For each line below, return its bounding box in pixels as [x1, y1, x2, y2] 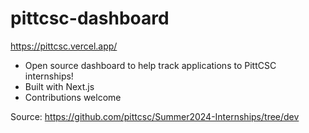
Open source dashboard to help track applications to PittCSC [24, 59, 277, 71]
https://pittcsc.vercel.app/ [10, 40, 118, 52]
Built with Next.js [24, 80, 95, 92]
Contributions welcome [24, 91, 122, 103]
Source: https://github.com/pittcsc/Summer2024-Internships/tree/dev [10, 110, 300, 122]
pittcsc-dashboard [10, 7, 170, 30]
